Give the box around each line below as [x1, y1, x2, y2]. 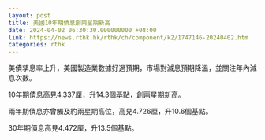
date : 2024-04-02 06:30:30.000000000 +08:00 [8, 26, 157, 34]
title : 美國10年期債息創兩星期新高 [8, 19, 111, 27]
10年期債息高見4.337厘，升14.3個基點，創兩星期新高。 [8, 90, 185, 99]
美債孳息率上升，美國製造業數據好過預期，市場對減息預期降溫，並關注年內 [8, 64, 250, 73]
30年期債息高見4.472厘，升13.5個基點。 [8, 123, 139, 133]
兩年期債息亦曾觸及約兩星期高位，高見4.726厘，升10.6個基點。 [8, 107, 213, 116]
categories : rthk [8, 41, 65, 49]
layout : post [8, 11, 51, 20]
